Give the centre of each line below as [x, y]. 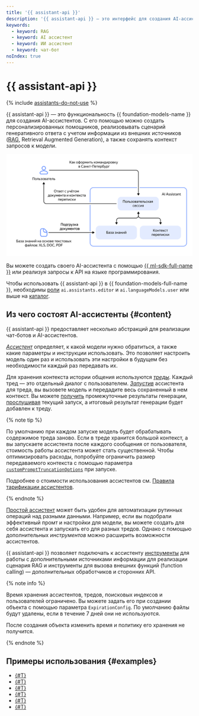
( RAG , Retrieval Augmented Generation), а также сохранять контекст [92, 139]
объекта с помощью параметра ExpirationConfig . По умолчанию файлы [98, 607]
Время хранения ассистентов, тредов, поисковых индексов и [84, 595]
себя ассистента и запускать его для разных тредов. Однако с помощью [99, 529]
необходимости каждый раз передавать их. [62, 365]
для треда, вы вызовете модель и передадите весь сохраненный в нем [97, 389]
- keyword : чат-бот [36, 50]
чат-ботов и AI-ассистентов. [42, 335]
